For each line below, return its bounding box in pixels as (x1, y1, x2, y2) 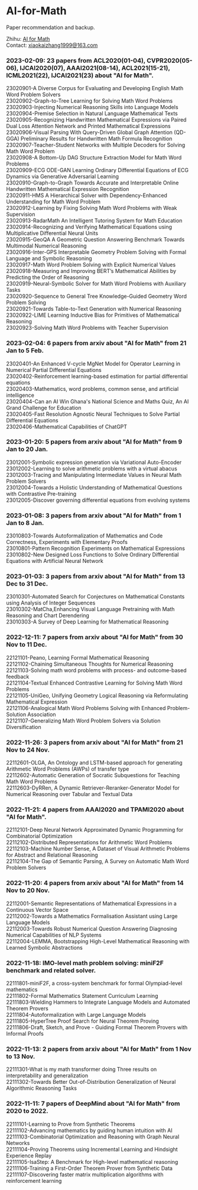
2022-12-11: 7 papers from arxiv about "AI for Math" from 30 (6, 633, 183, 641)
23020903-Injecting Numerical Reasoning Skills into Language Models (6, 104, 178, 111)
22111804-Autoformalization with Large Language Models (6, 1011, 147, 1018)
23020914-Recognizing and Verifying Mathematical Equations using (6, 224, 173, 231)
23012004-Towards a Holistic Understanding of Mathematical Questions (6, 483, 183, 491)
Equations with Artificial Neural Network (6, 558, 103, 565)
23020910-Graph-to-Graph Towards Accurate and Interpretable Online (6, 179, 179, 186)
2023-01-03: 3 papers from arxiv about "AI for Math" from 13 (6, 572, 186, 581)
